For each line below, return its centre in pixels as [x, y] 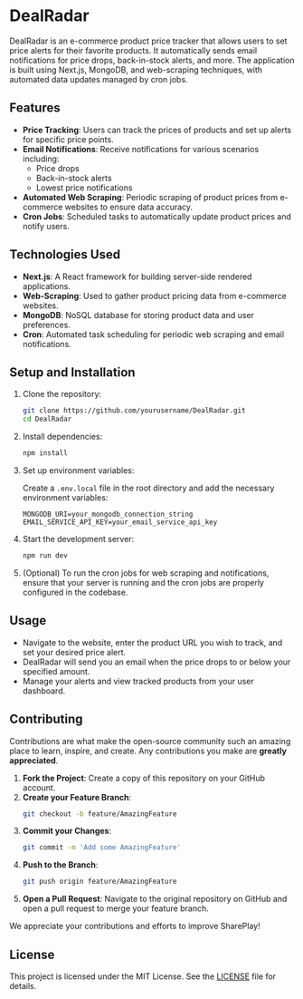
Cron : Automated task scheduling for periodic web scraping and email [153, 334]
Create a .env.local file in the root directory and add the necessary [148, 488]
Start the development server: [78, 539]
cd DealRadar [47, 419]
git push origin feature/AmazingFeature [99, 882]
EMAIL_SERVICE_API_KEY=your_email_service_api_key [120, 522]
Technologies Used [65, 255]
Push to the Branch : [60, 865]
